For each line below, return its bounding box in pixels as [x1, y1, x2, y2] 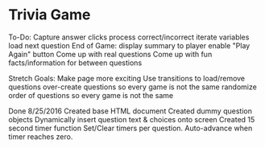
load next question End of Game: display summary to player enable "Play [8, 40, 251, 50]
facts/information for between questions [8, 58, 143, 68]
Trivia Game [8, 6, 91, 24]
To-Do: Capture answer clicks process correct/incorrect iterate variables [8, 32, 250, 42]
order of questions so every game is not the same [8, 90, 174, 100]
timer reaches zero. [8, 131, 73, 142]
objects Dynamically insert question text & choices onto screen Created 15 [8, 114, 255, 124]
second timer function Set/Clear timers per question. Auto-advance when [8, 123, 253, 133]
